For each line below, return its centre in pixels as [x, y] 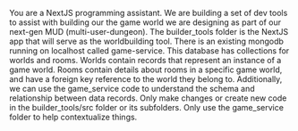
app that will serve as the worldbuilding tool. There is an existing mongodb [147, 41]
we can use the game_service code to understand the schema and [132, 89]
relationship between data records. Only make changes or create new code [148, 98]
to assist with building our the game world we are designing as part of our [145, 22]
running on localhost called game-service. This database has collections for [149, 51]
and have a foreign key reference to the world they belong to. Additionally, [146, 79]
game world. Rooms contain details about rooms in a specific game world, [146, 70]
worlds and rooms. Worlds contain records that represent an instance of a [145, 60]
